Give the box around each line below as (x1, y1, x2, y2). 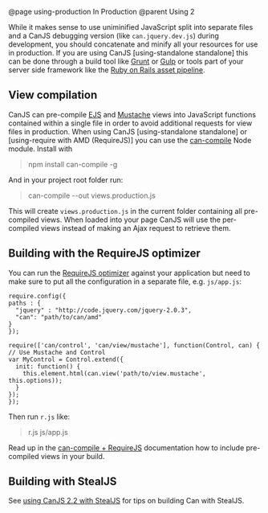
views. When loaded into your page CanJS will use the (40, 215, 221, 224)
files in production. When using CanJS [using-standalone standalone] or (8, 126, 247, 136)
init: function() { (15, 362, 81, 371)
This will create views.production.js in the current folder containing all (8, 206, 242, 215)
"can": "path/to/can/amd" (15, 313, 103, 321)
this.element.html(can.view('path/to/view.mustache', (22, 369, 206, 377)
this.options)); (8, 376, 63, 384)
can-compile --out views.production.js (27, 191, 156, 200)
